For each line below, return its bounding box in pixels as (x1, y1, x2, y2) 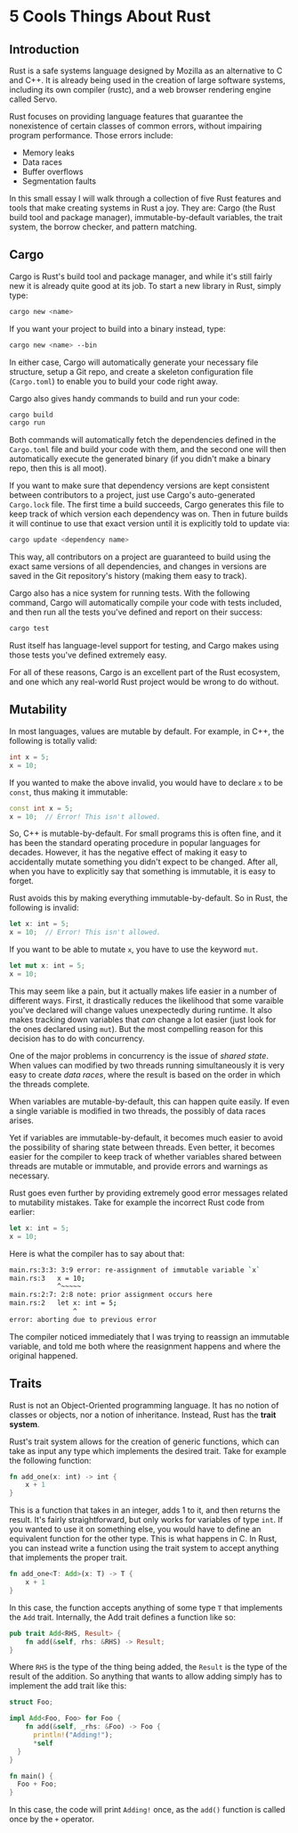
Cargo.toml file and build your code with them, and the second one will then (9, 444, 286, 455)
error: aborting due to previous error (9, 1315, 157, 1324)
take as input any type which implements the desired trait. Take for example (9, 1445, 287, 1456)
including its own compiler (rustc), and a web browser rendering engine (9, 85, 271, 95)
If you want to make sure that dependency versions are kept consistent (9, 480, 270, 491)
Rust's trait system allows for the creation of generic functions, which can (9, 1436, 280, 1447)
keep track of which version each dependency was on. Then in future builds (9, 508, 289, 519)
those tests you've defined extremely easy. (9, 649, 167, 661)
